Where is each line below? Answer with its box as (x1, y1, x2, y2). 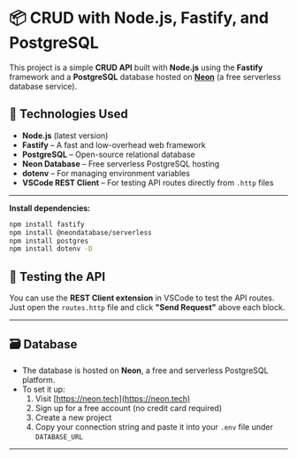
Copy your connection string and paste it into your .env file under (34, 421, 274, 432)
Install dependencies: (9, 202, 91, 214)
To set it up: (21, 384, 65, 394)
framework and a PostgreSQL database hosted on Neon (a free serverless (9, 71, 281, 82)
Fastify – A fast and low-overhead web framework (21, 139, 206, 150)
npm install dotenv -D (9, 245, 93, 253)
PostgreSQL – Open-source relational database (21, 149, 196, 159)
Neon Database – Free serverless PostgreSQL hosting (21, 158, 220, 169)
